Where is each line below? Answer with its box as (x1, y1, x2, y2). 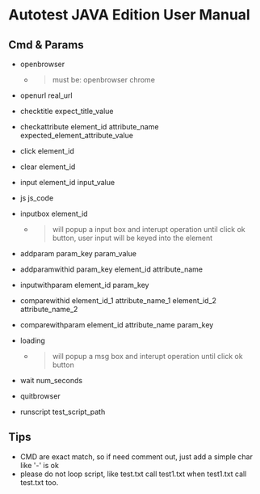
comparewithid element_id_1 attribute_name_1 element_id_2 (19, 296, 216, 305)
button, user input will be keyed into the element (52, 233, 213, 243)
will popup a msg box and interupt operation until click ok (52, 352, 244, 361)
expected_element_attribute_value (19, 131, 134, 140)
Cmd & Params (8, 38, 84, 52)
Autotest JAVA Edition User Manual (8, 6, 250, 24)
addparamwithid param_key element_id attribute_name (19, 264, 203, 274)
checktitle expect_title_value (19, 107, 115, 116)
